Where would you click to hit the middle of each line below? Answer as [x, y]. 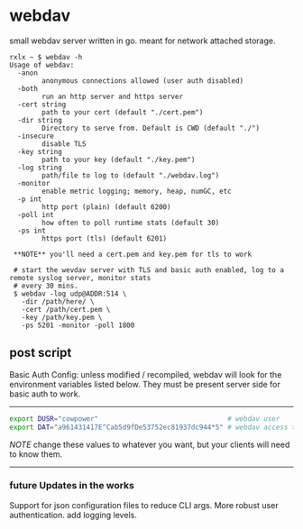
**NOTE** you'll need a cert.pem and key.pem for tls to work [133, 254]
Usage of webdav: [42, 65]
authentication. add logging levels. [73, 515]
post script [41, 353]
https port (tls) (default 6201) [105, 238]
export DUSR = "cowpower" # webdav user [145, 419]
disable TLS [64, 144]
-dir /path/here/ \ [58, 301]
